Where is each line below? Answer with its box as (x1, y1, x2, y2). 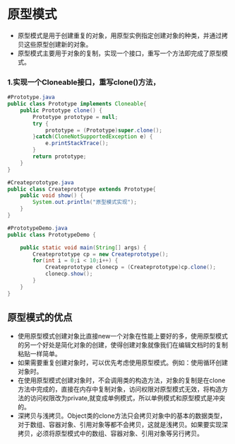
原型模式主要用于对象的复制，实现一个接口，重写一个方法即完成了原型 (17, 49, 222, 57)
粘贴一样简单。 (17, 349, 61, 358)
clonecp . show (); (44, 271, 93, 278)
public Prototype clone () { (20, 107, 102, 114)
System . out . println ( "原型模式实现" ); (32, 199, 138, 206)
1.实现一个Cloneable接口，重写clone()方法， (7, 77, 160, 87)
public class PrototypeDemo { (7, 231, 97, 238)
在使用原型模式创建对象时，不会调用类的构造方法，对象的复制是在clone (17, 376, 226, 385)
